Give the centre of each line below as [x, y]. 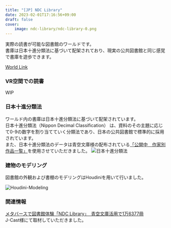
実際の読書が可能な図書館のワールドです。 [50, 44]
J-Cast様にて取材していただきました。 [46, 220]
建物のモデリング [26, 165]
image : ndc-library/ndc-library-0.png [55, 29]
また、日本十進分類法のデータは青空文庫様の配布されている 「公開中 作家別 [85, 144]
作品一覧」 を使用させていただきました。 [48, 150]
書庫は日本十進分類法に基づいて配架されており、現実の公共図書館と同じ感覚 [85, 50]
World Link [17, 67]
